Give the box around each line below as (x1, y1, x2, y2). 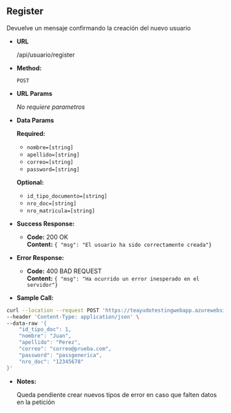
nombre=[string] (26, 144, 74, 151)
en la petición (16, 398, 56, 406)
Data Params (16, 116, 54, 124)
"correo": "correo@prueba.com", (19, 345, 112, 352)
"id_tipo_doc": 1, (19, 326, 72, 333)
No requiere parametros (16, 103, 86, 111)
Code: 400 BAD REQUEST (26, 267, 102, 275)
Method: (16, 63, 42, 72)
